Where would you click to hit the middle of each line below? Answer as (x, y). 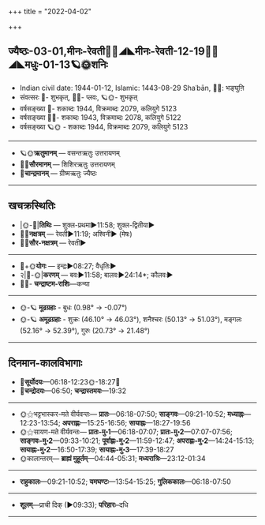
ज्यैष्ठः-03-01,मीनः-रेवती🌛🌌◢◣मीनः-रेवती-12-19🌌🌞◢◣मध (114, 52)
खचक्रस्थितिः (32, 206)
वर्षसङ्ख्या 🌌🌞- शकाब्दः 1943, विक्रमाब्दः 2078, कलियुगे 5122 (100, 117)
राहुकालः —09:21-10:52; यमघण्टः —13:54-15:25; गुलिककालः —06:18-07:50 (125, 482)
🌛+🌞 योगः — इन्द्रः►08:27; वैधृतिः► (68, 266)
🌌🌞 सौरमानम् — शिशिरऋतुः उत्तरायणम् (67, 164)
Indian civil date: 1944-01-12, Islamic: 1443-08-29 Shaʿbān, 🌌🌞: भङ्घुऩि (132, 88)
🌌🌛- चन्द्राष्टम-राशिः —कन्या (54, 283)
